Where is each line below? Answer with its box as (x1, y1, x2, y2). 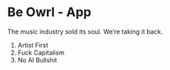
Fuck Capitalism (17, 48, 65, 57)
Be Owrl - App (7, 4, 92, 20)
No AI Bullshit (17, 55, 57, 64)
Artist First (17, 41, 48, 49)
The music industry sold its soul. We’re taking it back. (7, 27, 163, 36)
